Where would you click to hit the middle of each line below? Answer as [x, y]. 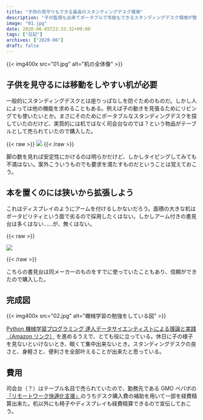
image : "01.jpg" [27, 23]
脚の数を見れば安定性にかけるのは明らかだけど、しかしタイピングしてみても [101, 156]
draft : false [23, 46]
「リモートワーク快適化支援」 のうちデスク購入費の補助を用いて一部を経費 [99, 396]
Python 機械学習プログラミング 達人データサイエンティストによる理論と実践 [101, 329]
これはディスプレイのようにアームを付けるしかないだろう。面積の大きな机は [101, 208]
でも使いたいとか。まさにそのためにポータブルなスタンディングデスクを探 [104, 115]
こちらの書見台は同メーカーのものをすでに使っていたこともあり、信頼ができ [101, 272]
